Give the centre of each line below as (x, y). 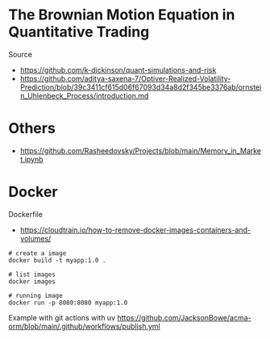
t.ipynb (31, 159)
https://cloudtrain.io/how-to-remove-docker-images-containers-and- (135, 230)
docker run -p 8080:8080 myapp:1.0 (68, 303)
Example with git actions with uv (62, 317)
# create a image (37, 253)
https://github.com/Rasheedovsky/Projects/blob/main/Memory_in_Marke (141, 150)
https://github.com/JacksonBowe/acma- (184, 317)
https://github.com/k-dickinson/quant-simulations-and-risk (118, 69)
